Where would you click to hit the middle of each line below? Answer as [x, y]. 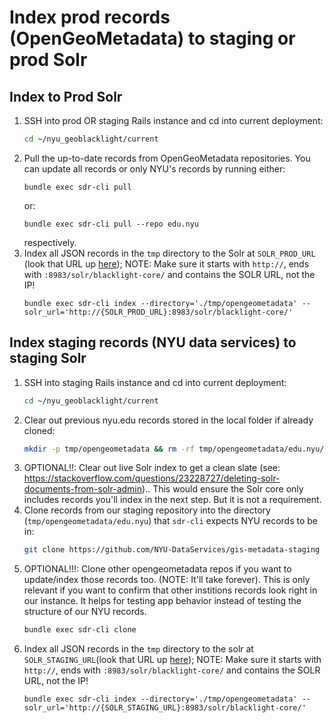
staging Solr [48, 358]
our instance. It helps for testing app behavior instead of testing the [162, 601]
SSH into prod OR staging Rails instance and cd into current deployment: [173, 120]
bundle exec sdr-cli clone [80, 630]
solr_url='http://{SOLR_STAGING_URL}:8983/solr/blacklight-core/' [165, 708]
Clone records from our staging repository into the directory [147, 510]
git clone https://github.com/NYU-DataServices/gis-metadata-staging [172, 550]
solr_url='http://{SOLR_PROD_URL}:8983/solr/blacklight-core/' [158, 312]
